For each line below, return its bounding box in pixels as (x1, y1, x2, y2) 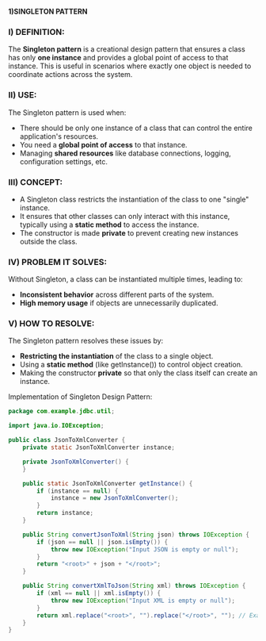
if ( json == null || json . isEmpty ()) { (36, 538, 169, 546)
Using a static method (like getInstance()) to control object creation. (19, 360, 243, 370)
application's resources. (19, 131, 99, 141)
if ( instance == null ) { (36, 487, 119, 495)
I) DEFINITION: (8, 26, 65, 37)
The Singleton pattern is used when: (8, 107, 127, 117)
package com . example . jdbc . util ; (8, 408, 115, 416)
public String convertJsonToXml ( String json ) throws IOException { (22, 531, 249, 539)
